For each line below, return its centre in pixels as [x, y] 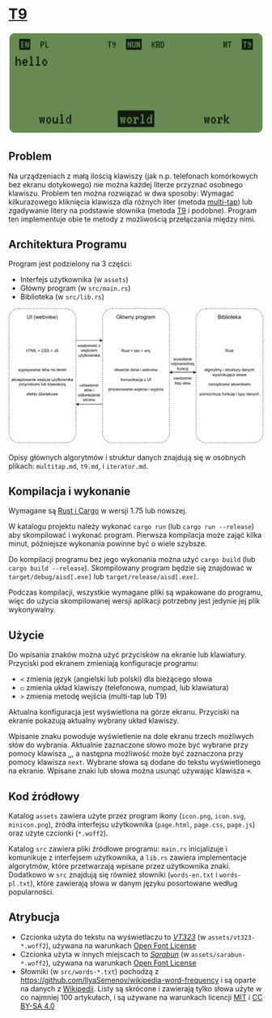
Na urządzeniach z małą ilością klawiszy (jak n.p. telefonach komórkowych [133, 176]
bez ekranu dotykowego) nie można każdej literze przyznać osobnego [126, 184]
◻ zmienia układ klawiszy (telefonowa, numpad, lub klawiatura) [124, 688]
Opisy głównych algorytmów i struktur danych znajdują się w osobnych [127, 457]
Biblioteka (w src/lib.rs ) [62, 297]
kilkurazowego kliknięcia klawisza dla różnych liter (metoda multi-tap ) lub [131, 202]
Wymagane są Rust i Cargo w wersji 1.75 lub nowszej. [98, 511]
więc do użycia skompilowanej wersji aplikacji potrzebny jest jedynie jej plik [134, 601]
